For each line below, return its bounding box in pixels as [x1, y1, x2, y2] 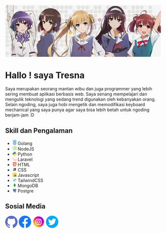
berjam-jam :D [5, 112, 35, 118]
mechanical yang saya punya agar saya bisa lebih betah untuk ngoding [5, 107, 150, 113]
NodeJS [17, 146, 35, 152]
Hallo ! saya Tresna [5, 70, 85, 81]
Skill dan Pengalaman [5, 126, 73, 135]
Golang [17, 141, 33, 147]
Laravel [17, 156, 33, 162]
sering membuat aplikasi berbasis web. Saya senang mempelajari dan [5, 91, 147, 97]
